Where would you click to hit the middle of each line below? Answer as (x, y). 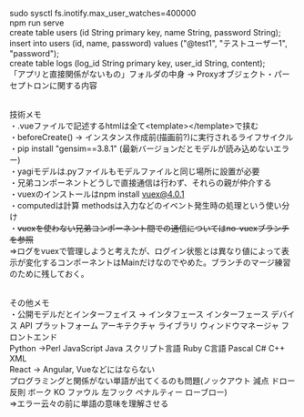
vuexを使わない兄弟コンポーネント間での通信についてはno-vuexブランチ (153, 228)
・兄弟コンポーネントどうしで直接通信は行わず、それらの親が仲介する (141, 183)
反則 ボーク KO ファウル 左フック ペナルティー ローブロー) (118, 392)
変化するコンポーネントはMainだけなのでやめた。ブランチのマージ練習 (158, 262)
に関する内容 (73, 85)
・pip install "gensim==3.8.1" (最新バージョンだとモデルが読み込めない (142, 148)
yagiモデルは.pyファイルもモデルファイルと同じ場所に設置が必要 (138, 171)
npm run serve (37, 23)
